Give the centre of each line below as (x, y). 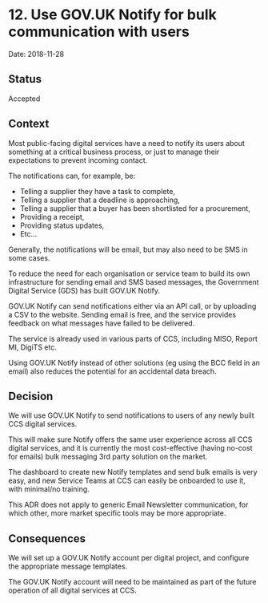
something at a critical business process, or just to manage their (114, 152)
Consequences (47, 538)
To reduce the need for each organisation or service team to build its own (129, 273)
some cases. (29, 257)
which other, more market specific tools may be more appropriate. (117, 513)
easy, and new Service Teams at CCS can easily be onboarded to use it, (127, 481)
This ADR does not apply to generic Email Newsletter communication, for (128, 505)
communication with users (99, 32)
